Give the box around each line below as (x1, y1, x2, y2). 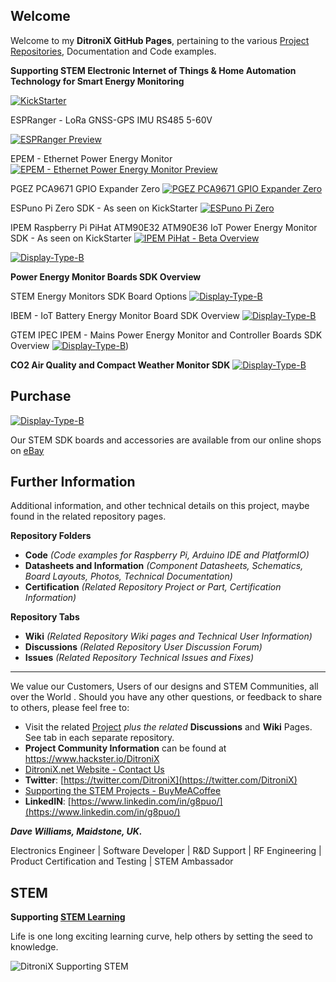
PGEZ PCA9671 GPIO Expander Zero (10, 182, 161, 194)
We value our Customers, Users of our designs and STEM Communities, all (10, 680, 319, 693)
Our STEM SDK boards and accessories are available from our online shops (10, 434, 322, 446)
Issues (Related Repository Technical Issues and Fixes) (24, 652, 255, 664)
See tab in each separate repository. (24, 732, 175, 744)
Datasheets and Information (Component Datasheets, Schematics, (24, 560, 304, 572)
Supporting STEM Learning (10, 911, 126, 923)
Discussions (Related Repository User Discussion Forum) (24, 641, 263, 653)
